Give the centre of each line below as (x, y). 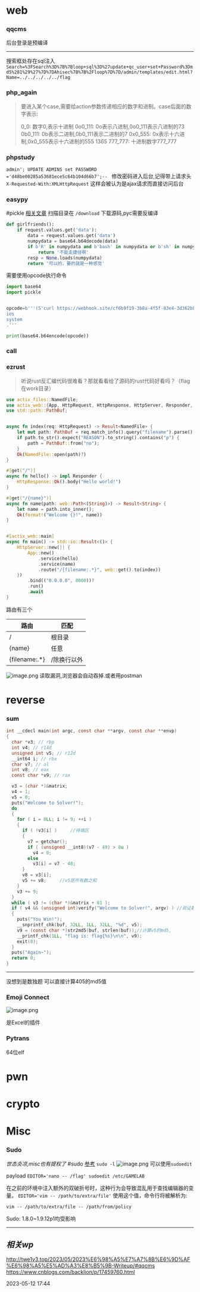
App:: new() (41, 553)
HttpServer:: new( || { (43, 548)
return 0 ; (24, 958)
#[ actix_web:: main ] (30, 536)
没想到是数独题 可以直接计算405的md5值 (57, 982)
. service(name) (57, 564)
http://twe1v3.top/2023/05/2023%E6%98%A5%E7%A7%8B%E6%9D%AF (98, 1259)
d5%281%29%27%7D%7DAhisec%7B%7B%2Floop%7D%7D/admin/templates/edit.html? (100, 72)
